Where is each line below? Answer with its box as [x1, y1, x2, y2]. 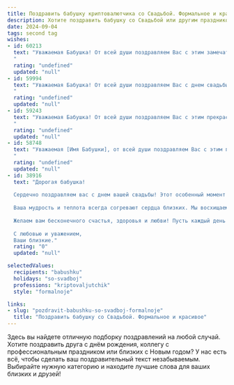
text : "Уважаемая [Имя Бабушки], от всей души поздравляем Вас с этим [13, 146, 223, 153]
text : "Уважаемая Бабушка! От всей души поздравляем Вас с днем [13, 81, 204, 88]
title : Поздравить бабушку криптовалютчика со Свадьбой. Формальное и [7, 10, 217, 17]
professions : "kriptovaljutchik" [13, 281, 111, 289]
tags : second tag [7, 29, 58, 37]
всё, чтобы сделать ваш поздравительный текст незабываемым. [7, 355, 201, 363]
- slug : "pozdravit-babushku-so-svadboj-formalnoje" [7, 307, 164, 314]
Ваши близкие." [13, 237, 58, 244]
